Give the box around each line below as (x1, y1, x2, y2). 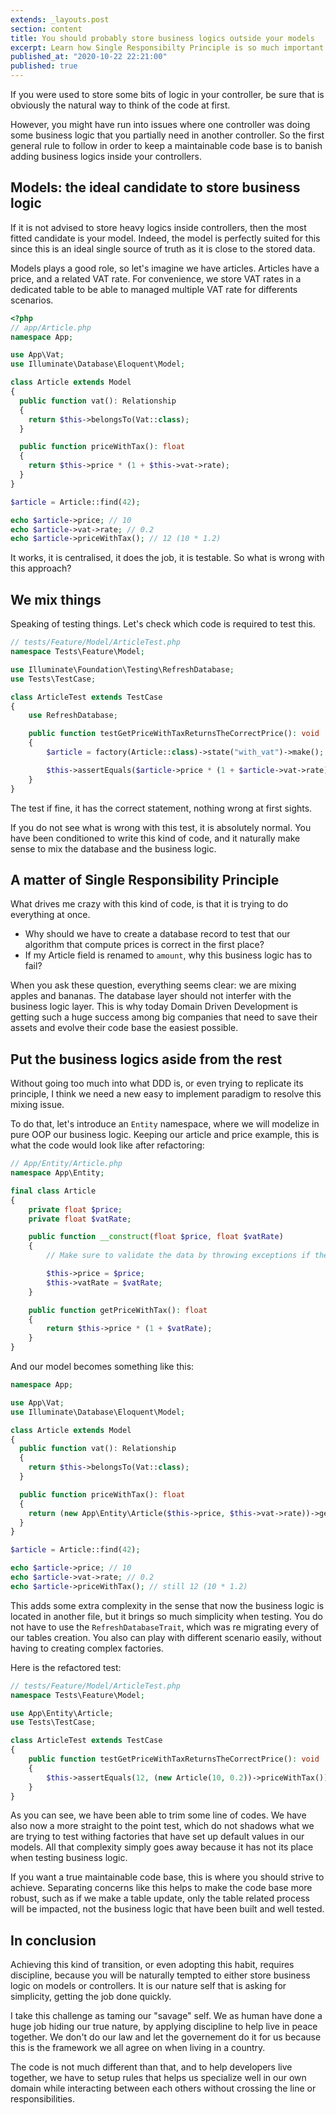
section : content (10, 24, 83, 34)
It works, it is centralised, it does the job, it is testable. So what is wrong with (10, 552, 325, 564)
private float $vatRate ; (28, 1214, 132, 1224)
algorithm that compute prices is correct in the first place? (24, 939, 265, 951)
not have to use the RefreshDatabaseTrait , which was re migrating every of (10, 1621, 320, 1633)
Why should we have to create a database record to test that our (24, 928, 291, 940)
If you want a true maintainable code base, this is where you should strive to (10, 1871, 325, 1883)
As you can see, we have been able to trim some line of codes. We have (10, 1809, 307, 1821)
